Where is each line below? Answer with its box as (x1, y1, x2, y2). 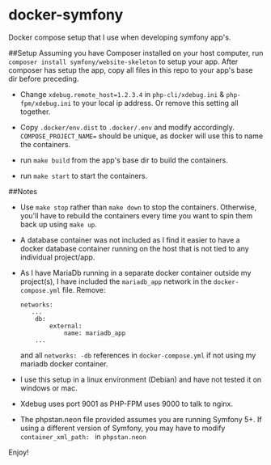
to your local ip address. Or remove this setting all (72, 98, 239, 108)
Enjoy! (8, 447, 30, 457)
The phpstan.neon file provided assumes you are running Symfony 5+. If (19, 414, 262, 424)
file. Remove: (61, 285, 106, 294)
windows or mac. (19, 383, 78, 393)
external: (49, 322, 83, 330)
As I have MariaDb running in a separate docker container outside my (19, 268, 252, 277)
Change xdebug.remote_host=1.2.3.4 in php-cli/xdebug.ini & (19, 89, 225, 99)
